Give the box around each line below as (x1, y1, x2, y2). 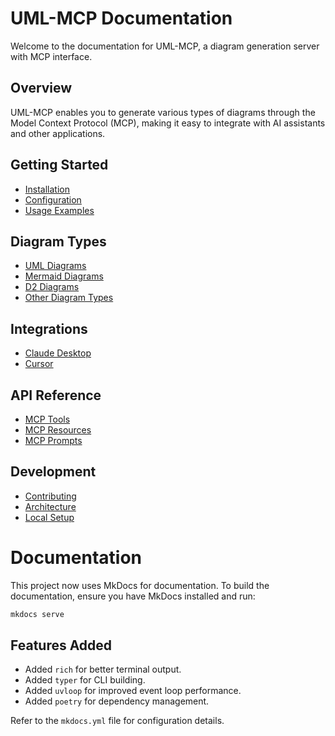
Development (10, 463, 97, 481)
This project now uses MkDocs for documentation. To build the (10, 579, 270, 591)
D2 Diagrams (24, 281, 80, 293)
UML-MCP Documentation (10, 7, 233, 30)
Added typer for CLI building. (24, 674, 146, 686)
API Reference (10, 387, 102, 404)
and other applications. (10, 127, 106, 139)
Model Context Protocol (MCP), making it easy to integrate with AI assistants (10, 117, 326, 129)
